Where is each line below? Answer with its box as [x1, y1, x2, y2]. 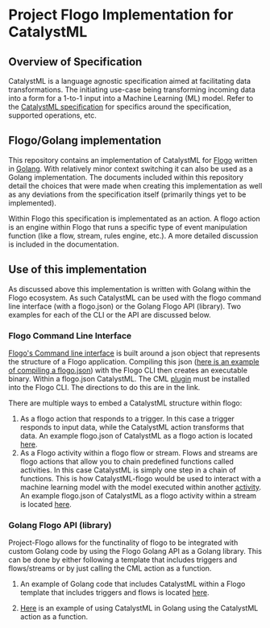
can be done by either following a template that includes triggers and [8, 555, 238, 565]
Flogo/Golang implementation [8, 134, 162, 148]
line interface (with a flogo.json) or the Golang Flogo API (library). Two [8, 301, 242, 311]
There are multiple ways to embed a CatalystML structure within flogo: [8, 397, 243, 408]
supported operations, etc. [8, 110, 97, 120]
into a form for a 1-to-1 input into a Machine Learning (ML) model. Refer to [8, 94, 254, 102]
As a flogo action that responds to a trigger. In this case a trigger [19, 414, 235, 423]
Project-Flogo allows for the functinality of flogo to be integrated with [8, 538, 239, 547]
